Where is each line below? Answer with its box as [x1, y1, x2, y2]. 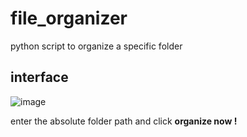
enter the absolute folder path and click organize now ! [10, 115, 238, 127]
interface [10, 69, 69, 86]
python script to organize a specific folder [10, 40, 183, 52]
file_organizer [10, 7, 128, 30]
